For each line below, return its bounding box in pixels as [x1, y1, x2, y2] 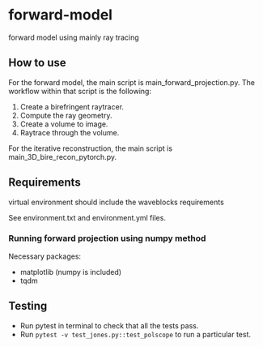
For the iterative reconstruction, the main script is [8, 144, 172, 153]
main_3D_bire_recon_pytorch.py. [8, 152, 117, 161]
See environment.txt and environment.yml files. [8, 212, 166, 222]
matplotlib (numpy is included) [19, 267, 122, 276]
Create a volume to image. [19, 119, 108, 129]
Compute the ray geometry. [19, 110, 112, 120]
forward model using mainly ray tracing [8, 32, 139, 42]
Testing [8, 299, 48, 313]
